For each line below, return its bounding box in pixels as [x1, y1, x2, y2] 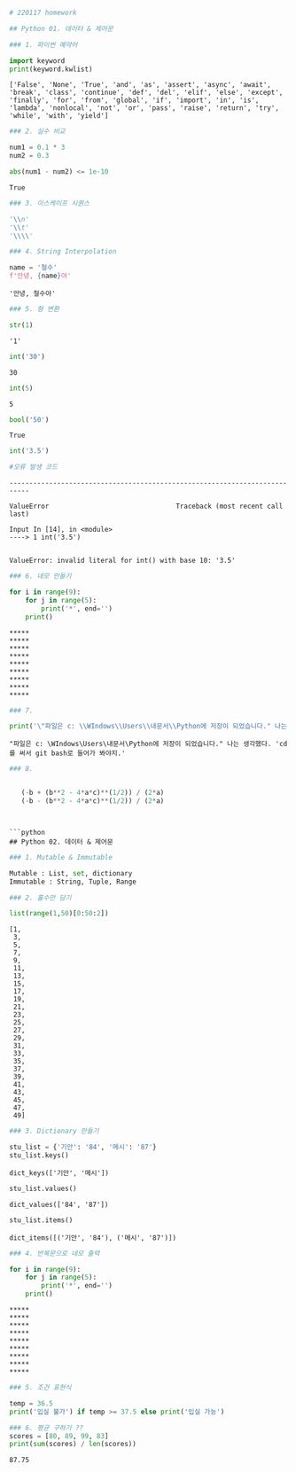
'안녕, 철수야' [9, 289, 56, 298]
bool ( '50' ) [9, 415, 50, 424]
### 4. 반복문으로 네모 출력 [9, 1249, 100, 1258]
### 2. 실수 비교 [9, 127, 66, 136]
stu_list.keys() [9, 1151, 69, 1160]
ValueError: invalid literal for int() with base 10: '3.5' [9, 557, 237, 565]
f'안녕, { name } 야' [9, 271, 72, 281]
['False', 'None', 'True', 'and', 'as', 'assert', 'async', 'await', [9, 81, 272, 90]
